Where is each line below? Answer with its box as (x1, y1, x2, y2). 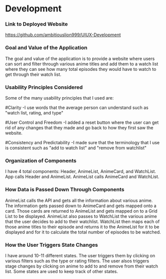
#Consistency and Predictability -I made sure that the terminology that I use (5, 140, 160, 146)
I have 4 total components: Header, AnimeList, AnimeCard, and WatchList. (5, 168, 156, 174)
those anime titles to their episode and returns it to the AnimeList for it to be (5, 223, 160, 229)
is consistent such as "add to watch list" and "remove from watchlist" (5, 145, 147, 151)
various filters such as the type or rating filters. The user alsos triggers (5, 258, 150, 264)
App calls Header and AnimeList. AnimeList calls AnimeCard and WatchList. (5, 174, 160, 180)
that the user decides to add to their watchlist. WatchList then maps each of (5, 219, 160, 224)
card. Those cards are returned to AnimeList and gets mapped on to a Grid (5, 208, 158, 214)
